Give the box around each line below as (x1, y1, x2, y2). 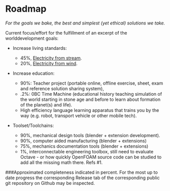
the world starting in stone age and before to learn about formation (20, 96, 161, 102)
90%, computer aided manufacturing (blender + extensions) (20, 138, 147, 144)
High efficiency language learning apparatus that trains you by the (20, 107, 159, 113)
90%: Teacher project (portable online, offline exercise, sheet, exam (20, 80, 163, 86)
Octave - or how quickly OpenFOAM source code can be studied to (20, 154, 162, 160)
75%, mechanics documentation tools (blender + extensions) (20, 143, 149, 149)
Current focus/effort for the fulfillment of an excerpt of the (5, 30, 127, 36)
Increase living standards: (12, 45, 67, 51)
